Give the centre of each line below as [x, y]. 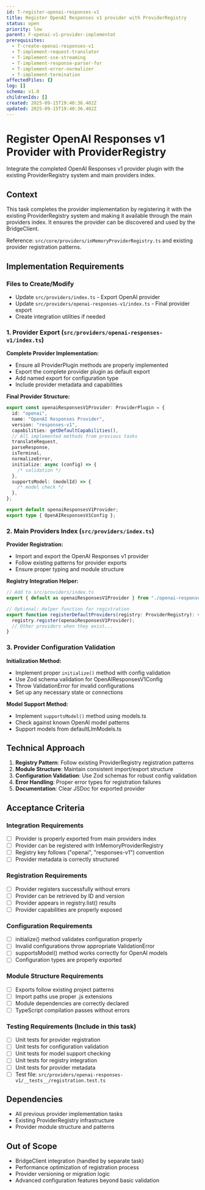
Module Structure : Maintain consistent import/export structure [94, 769]
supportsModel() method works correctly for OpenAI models [91, 953]
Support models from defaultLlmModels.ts [68, 729]
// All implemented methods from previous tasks [75, 436]
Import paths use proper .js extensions [64, 996]
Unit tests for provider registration [58, 1040]
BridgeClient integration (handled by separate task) [80, 1161]
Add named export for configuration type [67, 378]
